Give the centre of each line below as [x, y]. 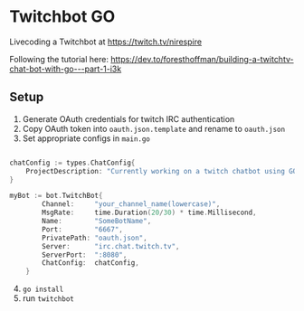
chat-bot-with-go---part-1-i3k [66, 69]
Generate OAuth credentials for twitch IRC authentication [128, 118]
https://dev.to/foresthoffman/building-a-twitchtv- [202, 59]
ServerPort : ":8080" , [85, 255]
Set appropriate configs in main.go [86, 138]
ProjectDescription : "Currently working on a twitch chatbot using [155, 171]
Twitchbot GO [62, 17]
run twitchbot [48, 298]
